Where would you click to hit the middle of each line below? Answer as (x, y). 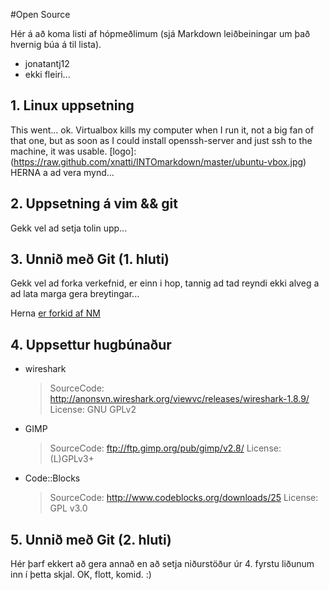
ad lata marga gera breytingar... (75, 294)
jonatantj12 (47, 63)
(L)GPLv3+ (72, 459)
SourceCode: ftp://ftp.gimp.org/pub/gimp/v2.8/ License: (165, 448)
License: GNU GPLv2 (93, 410)
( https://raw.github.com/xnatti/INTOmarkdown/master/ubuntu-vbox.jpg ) (158, 161)
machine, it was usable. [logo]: (73, 151)
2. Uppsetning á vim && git (94, 204)
